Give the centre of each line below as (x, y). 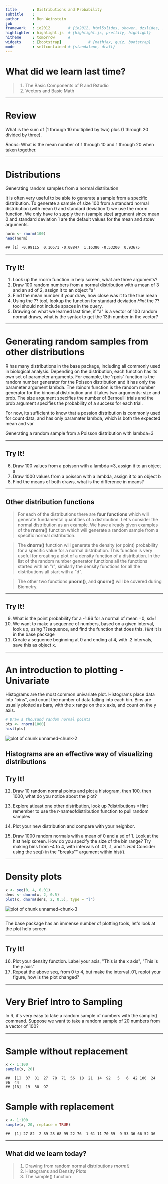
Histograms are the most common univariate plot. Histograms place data (80, 694)
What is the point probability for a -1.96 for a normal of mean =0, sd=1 (84, 619)
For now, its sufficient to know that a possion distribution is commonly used (83, 413)
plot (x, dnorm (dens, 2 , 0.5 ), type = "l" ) (50, 899)
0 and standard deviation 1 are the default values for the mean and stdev (80, 219)
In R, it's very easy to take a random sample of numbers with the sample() (82, 1016)
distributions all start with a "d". (50, 571)
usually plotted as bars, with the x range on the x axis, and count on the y (81, 705)
